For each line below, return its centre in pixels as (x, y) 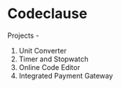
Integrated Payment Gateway (66, 75)
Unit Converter (43, 50)
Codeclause (48, 14)
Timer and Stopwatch (53, 59)
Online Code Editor (49, 67)
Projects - (24, 35)
